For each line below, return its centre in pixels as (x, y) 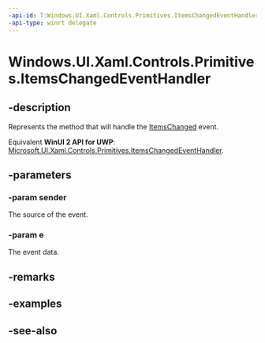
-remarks (32, 277)
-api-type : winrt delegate (52, 23)
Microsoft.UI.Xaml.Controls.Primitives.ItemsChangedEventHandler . (116, 150)
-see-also (33, 331)
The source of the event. (48, 214)
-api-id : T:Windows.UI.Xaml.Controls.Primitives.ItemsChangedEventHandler (134, 15)
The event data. (34, 252)
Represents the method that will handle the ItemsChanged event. (114, 126)
